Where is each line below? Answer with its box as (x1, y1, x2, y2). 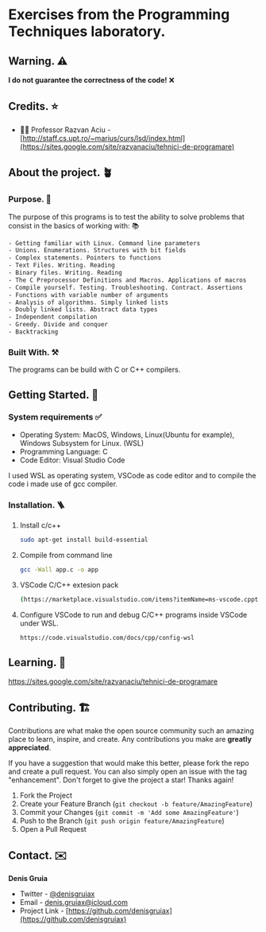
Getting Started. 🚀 (8, 388, 99, 401)
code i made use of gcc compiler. (8, 479, 118, 489)
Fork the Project (19, 790, 73, 801)
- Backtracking (8, 328, 59, 336)
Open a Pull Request (19, 825, 87, 834)
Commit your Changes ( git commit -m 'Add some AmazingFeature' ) (19, 808, 240, 817)
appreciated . (8, 743, 52, 753)
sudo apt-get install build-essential (19, 536, 148, 544)
